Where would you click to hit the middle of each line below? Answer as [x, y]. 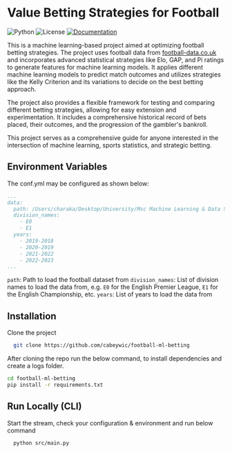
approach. [22, 89]
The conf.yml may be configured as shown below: [78, 183]
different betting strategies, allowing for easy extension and [92, 110]
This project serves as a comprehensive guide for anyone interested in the [113, 138]
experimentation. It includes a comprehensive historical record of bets [107, 117]
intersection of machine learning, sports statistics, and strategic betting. [109, 145]
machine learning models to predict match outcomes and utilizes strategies [114, 74]
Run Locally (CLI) [45, 406]
